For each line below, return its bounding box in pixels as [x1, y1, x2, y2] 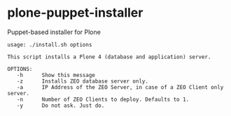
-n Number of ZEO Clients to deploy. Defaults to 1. [16, 96, 190, 103]
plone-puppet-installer [7, 5, 143, 21]
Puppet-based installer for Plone [7, 28, 101, 36]
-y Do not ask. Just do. [16, 102, 105, 109]
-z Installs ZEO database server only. [16, 78, 149, 85]
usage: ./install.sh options [7, 41, 92, 48]
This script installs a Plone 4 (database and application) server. [7, 53, 211, 60]
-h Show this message [16, 72, 96, 78]
